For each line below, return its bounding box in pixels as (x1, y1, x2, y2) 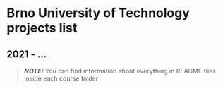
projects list (6, 20, 78, 36)
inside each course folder (23, 74, 99, 83)
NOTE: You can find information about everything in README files (23, 67, 217, 75)
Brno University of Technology (6, 5, 190, 21)
